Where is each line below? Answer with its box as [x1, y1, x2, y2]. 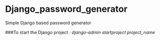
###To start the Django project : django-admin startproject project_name [5, 29, 156, 35]
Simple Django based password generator [5, 20, 91, 26]
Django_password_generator [5, 3, 128, 15]
